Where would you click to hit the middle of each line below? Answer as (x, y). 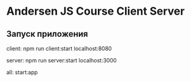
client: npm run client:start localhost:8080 (59, 48)
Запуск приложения (47, 34)
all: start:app (22, 72)
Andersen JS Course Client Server (95, 11)
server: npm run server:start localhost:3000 (62, 60)
